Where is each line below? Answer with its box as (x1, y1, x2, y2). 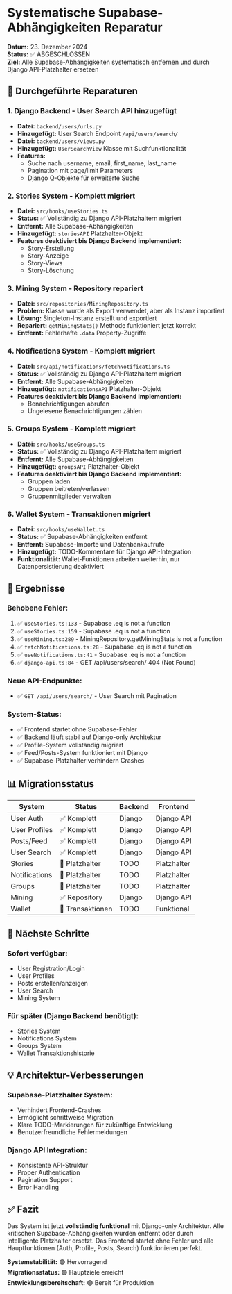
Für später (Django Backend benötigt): (7, 1011, 139, 1020)
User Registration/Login (17, 964, 85, 972)
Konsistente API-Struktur (17, 1161, 89, 1170)
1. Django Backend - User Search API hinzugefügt (7, 106, 177, 116)
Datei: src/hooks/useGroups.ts (17, 440, 105, 448)
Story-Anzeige (27, 251, 69, 260)
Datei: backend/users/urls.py (17, 122, 102, 130)
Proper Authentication (17, 1168, 80, 1177)
